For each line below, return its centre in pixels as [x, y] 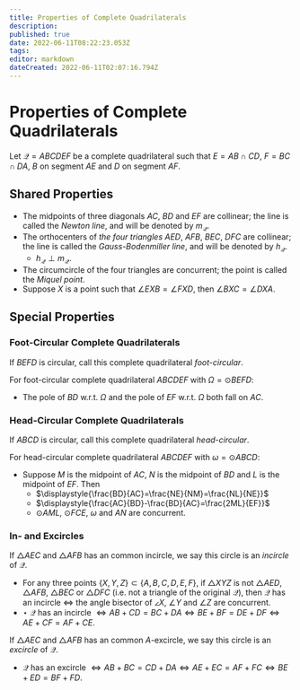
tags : [19, 51]
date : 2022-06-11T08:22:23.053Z [70, 43]
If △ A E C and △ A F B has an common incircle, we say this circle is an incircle [149, 555]
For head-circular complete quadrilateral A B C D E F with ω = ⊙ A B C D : [135, 457]
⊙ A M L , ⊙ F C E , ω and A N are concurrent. [110, 513]
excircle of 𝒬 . [34, 650]
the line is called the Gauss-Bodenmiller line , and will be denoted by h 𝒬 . [155, 248]
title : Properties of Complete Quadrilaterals [98, 17]
